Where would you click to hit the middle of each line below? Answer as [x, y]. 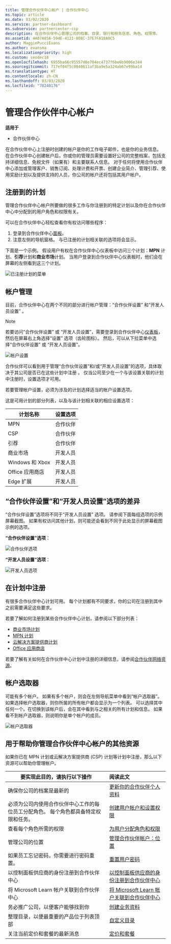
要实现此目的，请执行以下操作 [56, 777]
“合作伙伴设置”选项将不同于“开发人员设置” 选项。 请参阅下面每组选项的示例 [84, 514]
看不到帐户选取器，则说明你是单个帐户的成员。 [54, 715]
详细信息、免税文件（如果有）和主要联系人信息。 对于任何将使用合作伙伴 [86, 162]
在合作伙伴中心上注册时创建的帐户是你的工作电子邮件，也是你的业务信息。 [83, 149]
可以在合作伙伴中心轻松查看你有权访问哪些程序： [56, 222]
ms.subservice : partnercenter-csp [42, 29]
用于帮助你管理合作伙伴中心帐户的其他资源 [72, 744]
